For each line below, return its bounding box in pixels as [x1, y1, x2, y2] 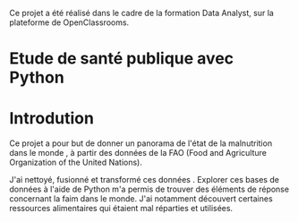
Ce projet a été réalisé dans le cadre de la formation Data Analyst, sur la [9, 8, 275, 18]
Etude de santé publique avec [9, 48, 234, 69]
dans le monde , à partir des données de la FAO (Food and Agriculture [9, 148, 267, 158]
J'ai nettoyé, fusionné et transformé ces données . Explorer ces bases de [9, 175, 280, 185]
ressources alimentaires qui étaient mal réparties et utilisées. [9, 203, 234, 214]
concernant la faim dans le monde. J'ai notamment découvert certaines [9, 193, 273, 204]
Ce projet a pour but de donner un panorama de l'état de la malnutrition [9, 138, 273, 149]
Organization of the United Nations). [9, 157, 143, 168]
